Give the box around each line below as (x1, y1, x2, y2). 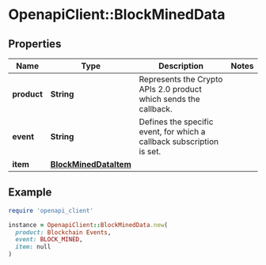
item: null (15, 243, 51, 251)
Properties (8, 37, 62, 51)
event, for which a (139, 127, 206, 137)
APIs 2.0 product (139, 84, 202, 94)
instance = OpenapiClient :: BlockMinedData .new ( (8, 221, 169, 229)
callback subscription (139, 136, 219, 147)
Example (8, 186, 52, 199)
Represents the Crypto (139, 74, 223, 85)
